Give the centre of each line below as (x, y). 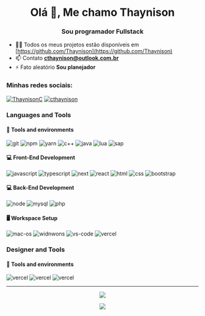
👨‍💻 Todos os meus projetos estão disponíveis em (77, 45)
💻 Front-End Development (41, 157)
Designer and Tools (36, 250)
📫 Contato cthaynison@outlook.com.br (67, 58)
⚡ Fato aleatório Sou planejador (55, 67)
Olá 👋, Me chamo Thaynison (103, 13)
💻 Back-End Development (40, 188)
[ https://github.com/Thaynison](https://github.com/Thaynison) (94, 51)
